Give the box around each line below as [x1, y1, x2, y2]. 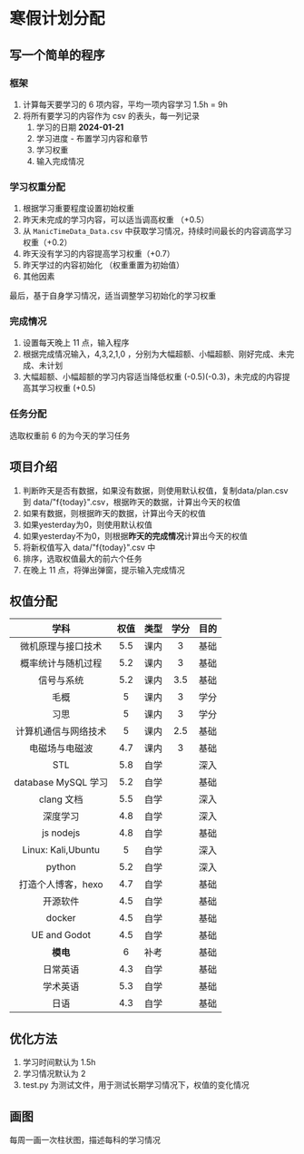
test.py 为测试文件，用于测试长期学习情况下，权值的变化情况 [22, 1080, 250, 1090]
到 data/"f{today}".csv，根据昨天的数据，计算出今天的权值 [22, 496, 240, 507]
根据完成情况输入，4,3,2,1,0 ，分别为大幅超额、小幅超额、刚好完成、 [22, 348, 279, 359]
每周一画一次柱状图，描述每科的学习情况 [9, 1135, 161, 1146]
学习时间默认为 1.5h [22, 1057, 96, 1068]
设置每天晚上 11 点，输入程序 [22, 337, 130, 348]
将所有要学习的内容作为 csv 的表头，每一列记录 [22, 110, 200, 121]
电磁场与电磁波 [28, 742, 93, 755]
